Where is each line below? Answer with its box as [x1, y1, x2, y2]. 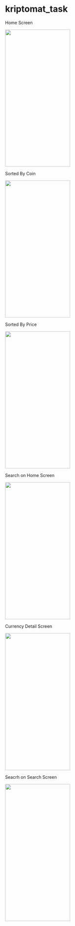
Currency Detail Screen [5, 623, 52, 629]
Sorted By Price [5, 321, 37, 327]
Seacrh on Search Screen [5, 774, 57, 780]
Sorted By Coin [5, 170, 36, 176]
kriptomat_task [5, 3, 68, 15]
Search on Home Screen [5, 472, 55, 478]
